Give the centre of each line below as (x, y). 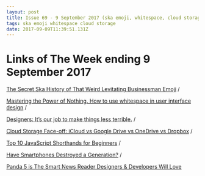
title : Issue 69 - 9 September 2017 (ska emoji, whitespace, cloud (94, 18)
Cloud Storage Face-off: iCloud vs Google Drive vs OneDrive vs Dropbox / (99, 131)
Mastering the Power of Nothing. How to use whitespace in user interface (99, 101)
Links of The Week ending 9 (78, 59)
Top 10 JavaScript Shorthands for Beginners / (63, 143)
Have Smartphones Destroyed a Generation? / (64, 155)
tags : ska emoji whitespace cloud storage (61, 23)
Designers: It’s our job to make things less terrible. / (71, 119)
